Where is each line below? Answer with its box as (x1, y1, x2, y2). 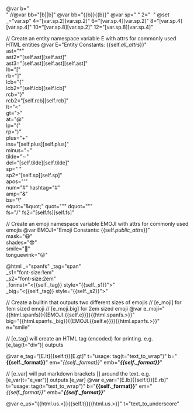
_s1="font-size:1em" (6, 269, 54, 276)
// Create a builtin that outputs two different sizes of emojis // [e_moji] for (6, 299, 182, 306)
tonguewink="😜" (6, 252, 48, 258)
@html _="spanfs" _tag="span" (6, 263, 82, 270)
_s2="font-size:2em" (6, 275, 57, 282)
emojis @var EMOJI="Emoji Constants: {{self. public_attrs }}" (6, 226, 151, 233)
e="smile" (6, 324, 30, 331)
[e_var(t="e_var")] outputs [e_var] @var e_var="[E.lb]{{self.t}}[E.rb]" (6, 377, 169, 383)
